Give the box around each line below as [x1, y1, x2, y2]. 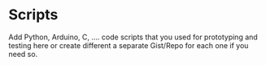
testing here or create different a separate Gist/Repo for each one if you [8, 40, 249, 50]
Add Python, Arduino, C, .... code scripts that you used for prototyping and [8, 32, 258, 42]
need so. [8, 49, 38, 59]
